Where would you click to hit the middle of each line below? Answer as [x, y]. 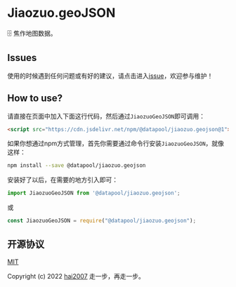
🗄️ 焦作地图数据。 [32, 33]
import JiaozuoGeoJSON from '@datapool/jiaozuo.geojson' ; [94, 193]
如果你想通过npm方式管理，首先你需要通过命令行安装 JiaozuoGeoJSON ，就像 [116, 143]
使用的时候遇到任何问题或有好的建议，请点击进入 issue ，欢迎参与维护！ [110, 76]
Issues [22, 58]
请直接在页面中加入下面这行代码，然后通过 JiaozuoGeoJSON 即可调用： [106, 116]
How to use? [35, 99]
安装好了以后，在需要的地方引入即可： [63, 180]
